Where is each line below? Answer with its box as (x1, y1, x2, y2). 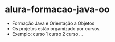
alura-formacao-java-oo (5, 4, 110, 15)
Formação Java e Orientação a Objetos (12, 20, 95, 26)
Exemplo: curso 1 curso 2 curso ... (12, 31, 83, 37)
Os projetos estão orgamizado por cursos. (12, 25, 101, 31)
